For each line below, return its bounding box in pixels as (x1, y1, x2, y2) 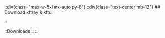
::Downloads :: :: (4, 28, 38, 34)
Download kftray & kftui (4, 9, 53, 15)
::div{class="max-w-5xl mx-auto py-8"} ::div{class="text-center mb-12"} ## (4, 4, 161, 10)
